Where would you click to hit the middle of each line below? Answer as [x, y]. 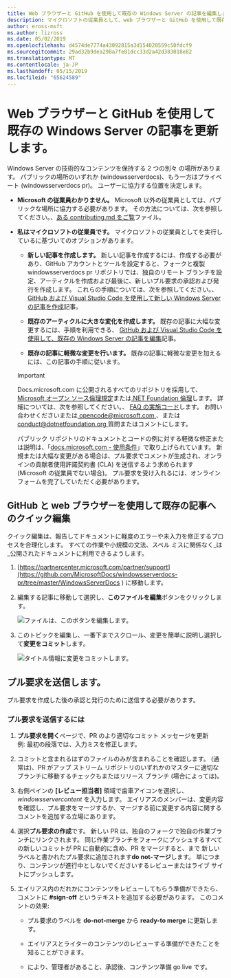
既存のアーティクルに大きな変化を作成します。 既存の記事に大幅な [121, 321]
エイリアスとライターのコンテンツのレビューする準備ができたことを [124, 944]
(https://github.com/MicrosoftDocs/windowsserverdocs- [97, 574]
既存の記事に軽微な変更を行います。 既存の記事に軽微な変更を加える [124, 353]
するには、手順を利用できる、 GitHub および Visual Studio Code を [128, 330]
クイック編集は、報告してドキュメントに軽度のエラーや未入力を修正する [109, 536]
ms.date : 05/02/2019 [37, 39]
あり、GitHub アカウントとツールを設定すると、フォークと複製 [116, 264]
